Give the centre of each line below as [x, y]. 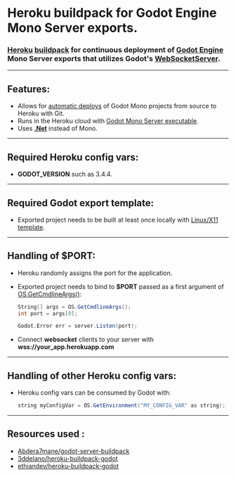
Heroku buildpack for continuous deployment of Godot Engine [115, 50]
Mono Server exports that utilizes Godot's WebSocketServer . [114, 59]
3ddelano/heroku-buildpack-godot [67, 458]
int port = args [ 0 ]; [47, 313]
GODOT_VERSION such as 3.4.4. [65, 174]
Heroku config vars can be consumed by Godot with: [94, 393]
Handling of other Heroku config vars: [92, 375]
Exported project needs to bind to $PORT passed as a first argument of [121, 286]
